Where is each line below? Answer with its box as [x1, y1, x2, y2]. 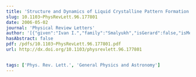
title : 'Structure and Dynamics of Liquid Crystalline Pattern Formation [6, 8, 190, 15]
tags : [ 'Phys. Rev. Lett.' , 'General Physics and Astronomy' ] [6, 62, 160, 68]
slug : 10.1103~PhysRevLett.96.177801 [6, 14, 98, 20]
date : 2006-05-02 [6, 19, 48, 25]
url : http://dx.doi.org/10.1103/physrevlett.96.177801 [6, 47, 142, 52]
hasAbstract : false [6, 36, 54, 41]
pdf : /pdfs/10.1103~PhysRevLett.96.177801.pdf [6, 41, 121, 47]
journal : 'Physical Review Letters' [6, 24, 95, 31]
